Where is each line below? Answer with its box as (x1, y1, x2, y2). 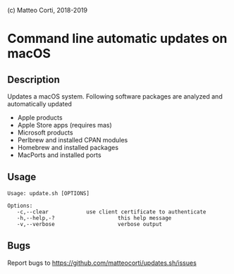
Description (7, 73, 60, 85)
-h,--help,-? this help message (16, 214, 172, 221)
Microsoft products (17, 128, 73, 137)
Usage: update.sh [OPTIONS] (7, 189, 90, 197)
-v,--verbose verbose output (16, 220, 162, 228)
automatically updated (7, 100, 73, 108)
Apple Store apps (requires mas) (17, 121, 113, 129)
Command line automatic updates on (7, 31, 228, 46)
